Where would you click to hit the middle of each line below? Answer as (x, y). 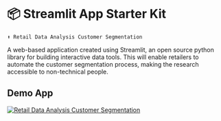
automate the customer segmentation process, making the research (103, 64)
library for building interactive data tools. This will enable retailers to (103, 57)
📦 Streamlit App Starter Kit (87, 14)
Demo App (30, 93)
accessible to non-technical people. (58, 71)
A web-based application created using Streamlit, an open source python (110, 49)
